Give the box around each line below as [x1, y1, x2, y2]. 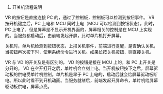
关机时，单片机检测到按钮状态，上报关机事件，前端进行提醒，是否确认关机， [5, 43, 158, 48]
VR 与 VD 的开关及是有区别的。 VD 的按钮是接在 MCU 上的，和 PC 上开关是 [5, 60, 156, 65]
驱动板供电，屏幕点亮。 [5, 84, 52, 89]
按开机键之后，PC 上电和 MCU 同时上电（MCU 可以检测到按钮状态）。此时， [5, 21, 157, 26]
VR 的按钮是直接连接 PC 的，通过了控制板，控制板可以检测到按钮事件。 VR [5, 15, 155, 20]
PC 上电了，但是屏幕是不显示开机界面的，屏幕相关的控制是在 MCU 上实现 [5, 27, 152, 32]
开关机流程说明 [12, 4, 42, 10]
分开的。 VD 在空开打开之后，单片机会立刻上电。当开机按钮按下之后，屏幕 [5, 65, 154, 71]
